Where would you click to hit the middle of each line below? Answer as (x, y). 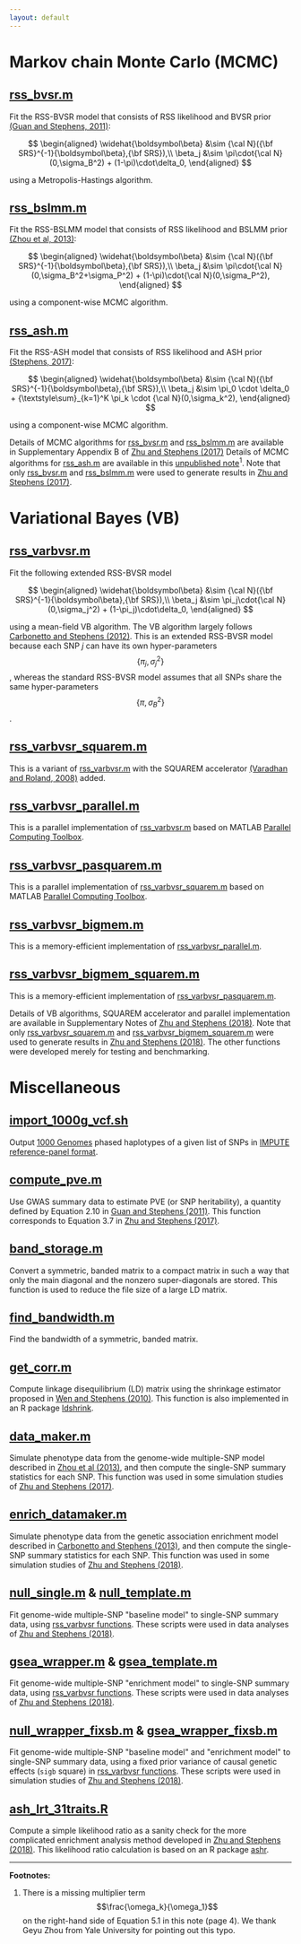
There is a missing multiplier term (84, 1892)
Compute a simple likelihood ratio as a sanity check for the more (128, 1831)
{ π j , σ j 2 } (150, 661)
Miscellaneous (65, 1088)
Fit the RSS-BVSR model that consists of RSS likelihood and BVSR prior (140, 117)
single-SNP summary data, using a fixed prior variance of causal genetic (143, 1762)
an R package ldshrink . (52, 1408)
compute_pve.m (56, 1180)
